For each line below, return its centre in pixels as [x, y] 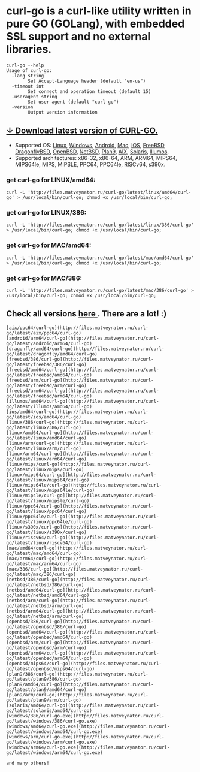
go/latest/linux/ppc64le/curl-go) [49, 522]
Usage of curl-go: [29, 70]
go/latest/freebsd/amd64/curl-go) [49, 375]
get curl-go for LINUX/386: [46, 212]
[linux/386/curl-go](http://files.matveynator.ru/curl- [77, 422]
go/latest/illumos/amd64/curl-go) [49, 406]
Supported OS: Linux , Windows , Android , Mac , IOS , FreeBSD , [90, 145]
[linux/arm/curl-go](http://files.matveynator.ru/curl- [77, 443]
